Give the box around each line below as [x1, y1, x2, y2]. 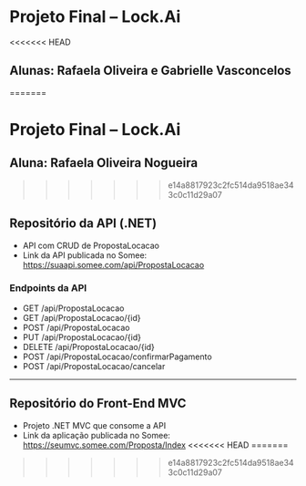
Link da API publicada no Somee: [22, 249, 148, 261]
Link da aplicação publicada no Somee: [22, 429, 171, 440]
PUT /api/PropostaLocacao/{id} [22, 331, 141, 343]
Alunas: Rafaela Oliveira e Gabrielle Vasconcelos [9, 63, 291, 78]
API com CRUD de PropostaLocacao [22, 240, 159, 251]
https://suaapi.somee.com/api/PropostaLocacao [22, 259, 205, 270]
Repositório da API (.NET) [9, 216, 158, 232]
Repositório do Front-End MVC [9, 396, 187, 411]
